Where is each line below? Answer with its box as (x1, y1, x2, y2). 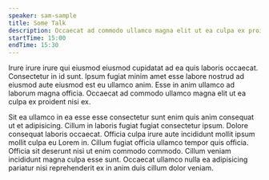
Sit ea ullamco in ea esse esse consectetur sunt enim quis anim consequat (8, 112, 255, 122)
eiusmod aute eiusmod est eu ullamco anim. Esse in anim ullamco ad (8, 80, 235, 90)
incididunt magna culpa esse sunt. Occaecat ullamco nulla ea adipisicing (8, 155, 248, 164)
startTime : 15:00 (8, 33, 66, 42)
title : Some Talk (8, 19, 66, 27)
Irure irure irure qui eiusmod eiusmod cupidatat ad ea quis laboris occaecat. (8, 63, 259, 72)
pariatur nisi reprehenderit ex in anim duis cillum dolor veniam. (8, 163, 214, 173)
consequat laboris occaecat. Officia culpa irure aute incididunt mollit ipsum (8, 129, 255, 139)
